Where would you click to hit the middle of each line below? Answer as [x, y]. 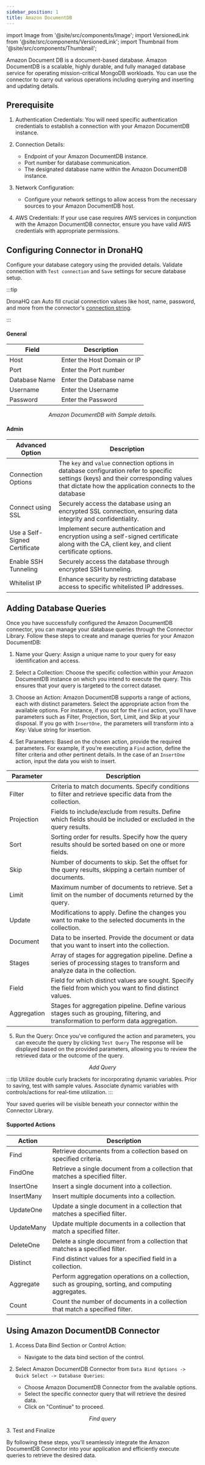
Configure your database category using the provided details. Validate [95, 265]
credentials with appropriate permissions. [67, 231]
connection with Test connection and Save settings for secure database [96, 271]
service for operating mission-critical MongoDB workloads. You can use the [102, 73]
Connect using [31, 507]
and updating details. [33, 86]
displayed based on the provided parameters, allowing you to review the [106, 1049]
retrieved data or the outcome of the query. [70, 1056]
